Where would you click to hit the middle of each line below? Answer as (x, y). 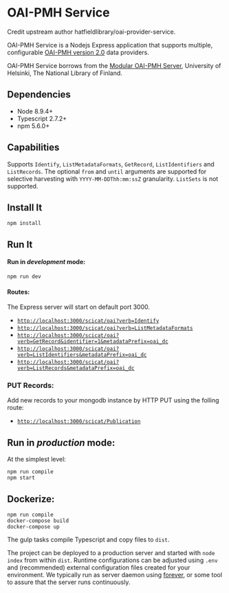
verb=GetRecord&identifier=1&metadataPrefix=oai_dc (92, 342)
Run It (20, 245)
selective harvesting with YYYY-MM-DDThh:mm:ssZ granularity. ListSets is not (113, 179)
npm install (24, 224)
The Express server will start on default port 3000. (78, 307)
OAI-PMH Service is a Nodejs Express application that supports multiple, (110, 45)
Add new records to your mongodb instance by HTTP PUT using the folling (113, 400)
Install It (25, 207)
